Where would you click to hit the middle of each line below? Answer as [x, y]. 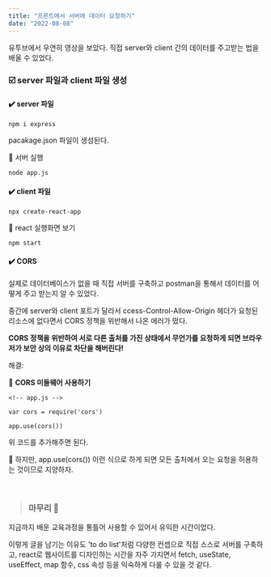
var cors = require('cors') [56, 412]
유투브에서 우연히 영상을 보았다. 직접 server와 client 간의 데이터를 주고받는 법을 [133, 47]
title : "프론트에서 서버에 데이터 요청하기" [72, 16]
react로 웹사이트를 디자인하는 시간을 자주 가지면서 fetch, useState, [125, 554]
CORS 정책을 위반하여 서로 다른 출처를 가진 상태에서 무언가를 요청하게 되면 [125, 338]
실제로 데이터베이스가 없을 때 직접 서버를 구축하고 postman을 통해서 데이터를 [130, 283]
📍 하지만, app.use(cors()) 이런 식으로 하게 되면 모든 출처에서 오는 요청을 [123, 460]
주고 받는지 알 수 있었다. [61, 294]
